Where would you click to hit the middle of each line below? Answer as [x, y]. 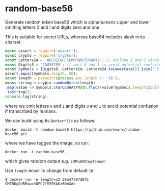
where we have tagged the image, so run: [47, 143]
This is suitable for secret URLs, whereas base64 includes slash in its [75, 37]
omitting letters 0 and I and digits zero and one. [53, 27]
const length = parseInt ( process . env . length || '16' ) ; [62, 78]
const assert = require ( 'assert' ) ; [41, 51]
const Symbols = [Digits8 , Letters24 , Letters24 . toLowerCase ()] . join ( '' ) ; [83, 69]
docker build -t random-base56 [37, 130]
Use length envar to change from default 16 [49, 170]
